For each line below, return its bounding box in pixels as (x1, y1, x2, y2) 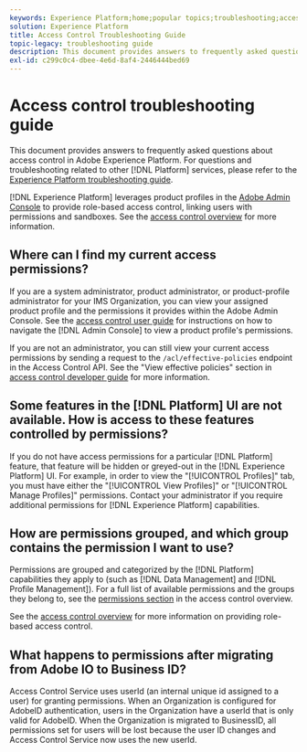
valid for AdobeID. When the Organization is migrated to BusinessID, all (9, 715, 277, 726)
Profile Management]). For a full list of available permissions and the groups (9, 584, 295, 595)
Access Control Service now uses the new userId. (9, 735, 197, 746)
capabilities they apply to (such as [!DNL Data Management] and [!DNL (9, 574, 277, 585)
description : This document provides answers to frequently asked (9, 48, 268, 57)
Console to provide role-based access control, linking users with (9, 201, 253, 212)
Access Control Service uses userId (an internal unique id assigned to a (9, 686, 279, 697)
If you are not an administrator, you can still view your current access (9, 342, 270, 353)
